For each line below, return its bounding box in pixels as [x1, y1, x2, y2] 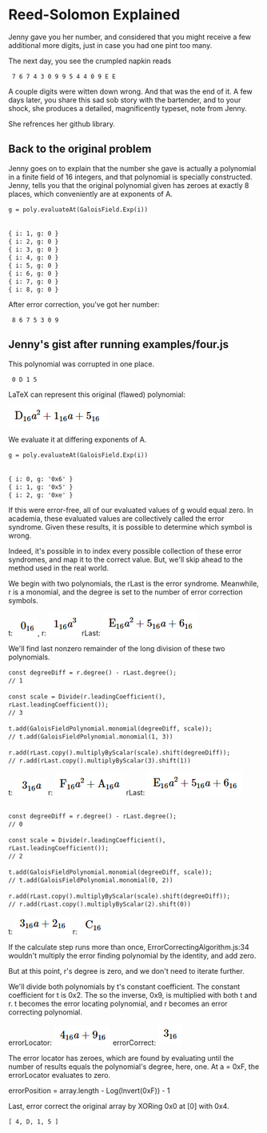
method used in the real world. [8, 562, 110, 573]
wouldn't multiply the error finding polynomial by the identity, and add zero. [8, 951, 257, 960]
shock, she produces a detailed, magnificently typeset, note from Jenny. [8, 103, 247, 113]
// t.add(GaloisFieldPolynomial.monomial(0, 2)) [8, 876, 173, 884]
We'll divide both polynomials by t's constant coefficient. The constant [8, 982, 241, 991]
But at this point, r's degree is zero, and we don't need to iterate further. [8, 966, 245, 975]
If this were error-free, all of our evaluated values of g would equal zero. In [8, 505, 253, 514]
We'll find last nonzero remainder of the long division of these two [8, 643, 225, 653]
